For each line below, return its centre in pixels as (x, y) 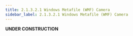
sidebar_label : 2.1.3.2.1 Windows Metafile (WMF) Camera (67, 14)
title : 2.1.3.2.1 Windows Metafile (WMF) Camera (58, 10)
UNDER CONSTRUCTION (32, 28)
